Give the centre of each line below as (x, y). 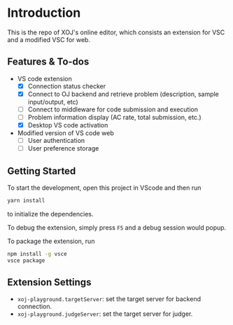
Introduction (44, 13)
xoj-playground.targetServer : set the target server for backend (109, 299)
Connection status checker (67, 86)
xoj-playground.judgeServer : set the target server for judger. (105, 314)
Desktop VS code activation (68, 125)
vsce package (26, 261)
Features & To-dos (48, 62)
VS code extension (44, 78)
